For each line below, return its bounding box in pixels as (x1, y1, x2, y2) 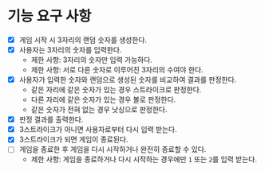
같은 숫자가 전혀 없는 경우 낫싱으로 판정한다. (30, 105, 168, 115)
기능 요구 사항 (7, 7, 92, 25)
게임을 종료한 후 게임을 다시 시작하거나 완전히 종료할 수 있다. (18, 145, 207, 154)
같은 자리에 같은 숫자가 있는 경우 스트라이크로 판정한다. (30, 85, 202, 95)
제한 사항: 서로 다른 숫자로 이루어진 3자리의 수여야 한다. (30, 65, 204, 75)
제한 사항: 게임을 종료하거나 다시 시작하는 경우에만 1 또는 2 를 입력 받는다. (30, 154, 257, 164)
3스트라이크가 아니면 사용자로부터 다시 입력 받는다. (18, 125, 177, 134)
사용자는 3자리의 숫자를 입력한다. (18, 45, 122, 54)
